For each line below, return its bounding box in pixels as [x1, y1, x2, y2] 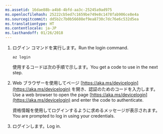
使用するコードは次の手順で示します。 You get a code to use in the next [12, 64, 158, 70]
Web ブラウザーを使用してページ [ [12, 80, 82, 86]
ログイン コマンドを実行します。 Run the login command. [12, 45, 129, 50]
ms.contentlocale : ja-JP [5, 26, 57, 31]
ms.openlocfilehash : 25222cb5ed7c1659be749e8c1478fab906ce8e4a [5, 12, 139, 17]
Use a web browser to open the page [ [12, 92, 91, 98]
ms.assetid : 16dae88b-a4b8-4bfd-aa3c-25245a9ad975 [5, 7, 112, 12]
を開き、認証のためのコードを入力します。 [71, 86, 158, 92]
